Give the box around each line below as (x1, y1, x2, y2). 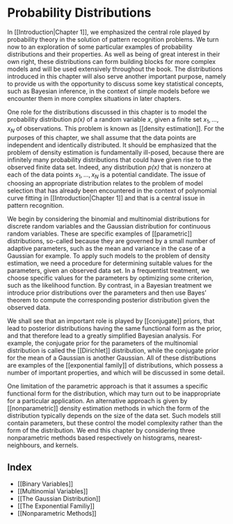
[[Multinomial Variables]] (17, 487, 88, 496)
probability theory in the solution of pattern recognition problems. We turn (7, 35, 219, 43)
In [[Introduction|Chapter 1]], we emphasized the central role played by (7, 28, 210, 36)
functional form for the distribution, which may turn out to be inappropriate (7, 389, 221, 398)
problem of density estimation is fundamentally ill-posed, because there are (7, 148, 225, 156)
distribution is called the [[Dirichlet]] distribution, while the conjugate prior (7, 346, 219, 355)
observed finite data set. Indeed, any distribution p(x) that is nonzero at (7, 163, 211, 171)
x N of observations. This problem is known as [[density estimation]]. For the (7, 124, 225, 134)
